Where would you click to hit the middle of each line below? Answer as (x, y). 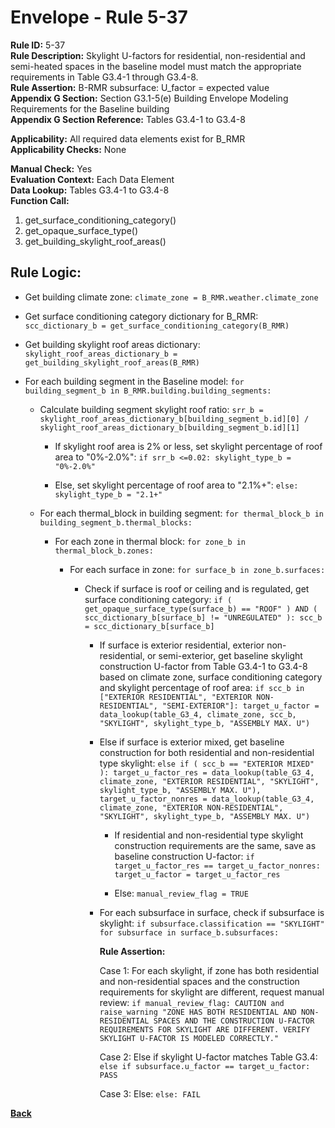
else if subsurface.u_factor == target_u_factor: (205, 1066)
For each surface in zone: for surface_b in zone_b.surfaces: (197, 569)
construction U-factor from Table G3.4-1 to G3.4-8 (203, 666)
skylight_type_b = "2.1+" (108, 494)
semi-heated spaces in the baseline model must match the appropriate (156, 66)
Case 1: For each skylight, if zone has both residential (209, 970)
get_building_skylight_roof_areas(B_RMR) (112, 362)
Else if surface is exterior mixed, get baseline (192, 742)
